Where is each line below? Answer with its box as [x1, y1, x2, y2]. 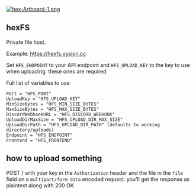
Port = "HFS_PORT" [6, 91, 52, 97]
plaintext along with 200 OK [6, 181, 74, 189]
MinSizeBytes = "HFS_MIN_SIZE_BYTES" [6, 101, 99, 107]
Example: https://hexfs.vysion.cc [6, 50, 86, 57]
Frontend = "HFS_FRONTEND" [6, 137, 73, 143]
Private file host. [6, 39, 46, 46]
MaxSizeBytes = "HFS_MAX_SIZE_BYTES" [6, 106, 99, 112]
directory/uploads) [6, 127, 54, 133]
